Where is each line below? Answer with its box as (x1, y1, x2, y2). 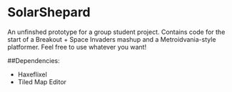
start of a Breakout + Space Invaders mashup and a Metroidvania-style (7, 35, 216, 43)
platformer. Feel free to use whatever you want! (7, 42, 147, 51)
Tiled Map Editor (17, 77, 66, 86)
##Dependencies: (7, 56, 60, 64)
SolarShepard (7, 4, 91, 21)
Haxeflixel (17, 70, 48, 79)
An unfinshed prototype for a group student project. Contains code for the (7, 28, 226, 36)
